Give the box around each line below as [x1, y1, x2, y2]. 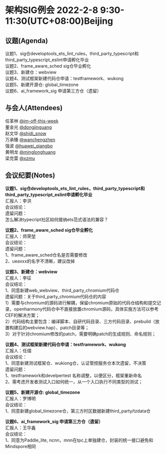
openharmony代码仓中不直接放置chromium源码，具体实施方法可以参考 [13, 306, 159, 312]
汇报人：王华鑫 [5, 425, 36, 431]
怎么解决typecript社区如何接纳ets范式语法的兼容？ [5, 216, 108, 222]
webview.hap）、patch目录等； [26, 324, 89, 331]
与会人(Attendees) [5, 104, 63, 112]
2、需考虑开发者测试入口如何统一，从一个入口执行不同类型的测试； [5, 378, 143, 384]
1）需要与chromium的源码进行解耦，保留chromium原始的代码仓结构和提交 [5, 299, 157, 306]
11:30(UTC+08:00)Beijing [5, 15, 113, 27]
